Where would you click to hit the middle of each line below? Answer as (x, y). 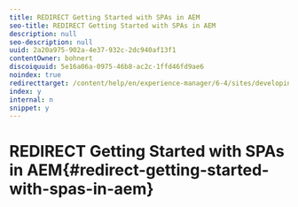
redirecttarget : (39, 83)
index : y (25, 91)
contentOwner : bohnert (51, 58)
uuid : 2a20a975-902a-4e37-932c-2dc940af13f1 (93, 50)
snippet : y (29, 108)
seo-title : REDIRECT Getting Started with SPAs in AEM (113, 26)
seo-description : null (51, 42)
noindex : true (35, 75)
